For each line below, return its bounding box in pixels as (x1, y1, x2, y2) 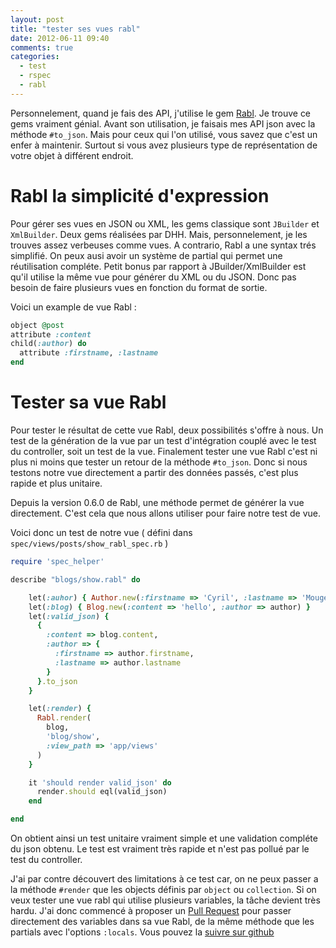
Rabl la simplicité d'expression (10, 184, 270, 207)
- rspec (19, 71, 52, 81)
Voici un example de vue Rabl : (10, 301, 137, 313)
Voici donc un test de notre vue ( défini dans (10, 527, 193, 538)
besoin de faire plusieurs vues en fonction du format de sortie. (10, 281, 268, 293)
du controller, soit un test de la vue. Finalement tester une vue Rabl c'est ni (10, 446, 318, 457)
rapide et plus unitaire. (10, 477, 103, 489)
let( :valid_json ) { (28, 611, 110, 621)
